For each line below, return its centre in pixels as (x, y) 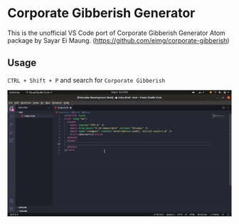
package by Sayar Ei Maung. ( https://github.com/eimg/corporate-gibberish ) (118, 40)
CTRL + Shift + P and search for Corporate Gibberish (86, 80)
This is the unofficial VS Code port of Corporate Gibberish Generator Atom (116, 33)
